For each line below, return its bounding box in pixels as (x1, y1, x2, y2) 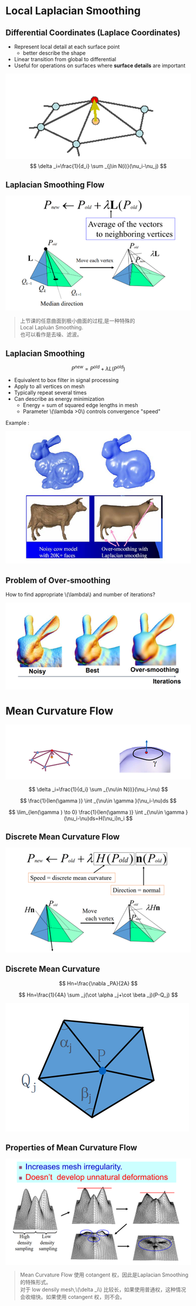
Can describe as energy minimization (14, 395, 105, 402)
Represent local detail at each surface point (14, 43, 120, 50)
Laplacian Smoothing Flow (5, 180, 105, 190)
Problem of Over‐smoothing (5, 575, 111, 585)
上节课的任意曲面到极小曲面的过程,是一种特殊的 (19, 317, 135, 325)
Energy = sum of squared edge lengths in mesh (22, 401, 138, 408)
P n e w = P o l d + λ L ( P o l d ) (71, 364, 125, 372)
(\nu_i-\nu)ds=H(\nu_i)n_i (64, 814, 125, 822)
